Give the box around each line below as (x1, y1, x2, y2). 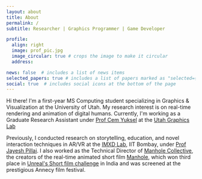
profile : (6, 37, 28, 43)
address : (11, 58, 34, 65)
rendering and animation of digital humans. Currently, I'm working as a (6, 110, 181, 117)
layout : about (6, 8, 42, 15)
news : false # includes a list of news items (6, 70, 125, 76)
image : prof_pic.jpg (11, 47, 63, 54)
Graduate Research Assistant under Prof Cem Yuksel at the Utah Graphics (6, 117, 190, 124)
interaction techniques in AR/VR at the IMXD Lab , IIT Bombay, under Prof (6, 141, 186, 148)
